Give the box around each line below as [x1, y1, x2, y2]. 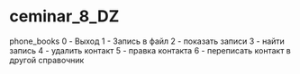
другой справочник [9, 54, 85, 65]
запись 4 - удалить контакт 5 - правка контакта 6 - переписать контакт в [9, 45, 291, 55]
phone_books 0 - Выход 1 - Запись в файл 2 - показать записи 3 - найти [9, 36, 286, 46]
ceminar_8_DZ [9, 6, 120, 27]
